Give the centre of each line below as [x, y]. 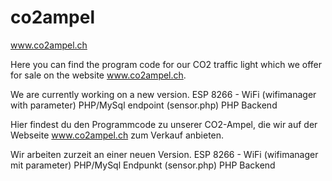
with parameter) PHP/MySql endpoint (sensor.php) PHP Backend [144, 105]
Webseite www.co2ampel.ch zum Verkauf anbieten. [117, 135]
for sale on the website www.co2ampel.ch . [98, 75]
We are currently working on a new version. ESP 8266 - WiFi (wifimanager [163, 94]
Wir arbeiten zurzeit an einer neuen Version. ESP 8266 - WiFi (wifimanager [164, 154]
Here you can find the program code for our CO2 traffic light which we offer [166, 64]
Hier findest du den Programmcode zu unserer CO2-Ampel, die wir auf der [164, 124]
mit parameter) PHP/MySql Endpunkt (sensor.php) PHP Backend [143, 165]
